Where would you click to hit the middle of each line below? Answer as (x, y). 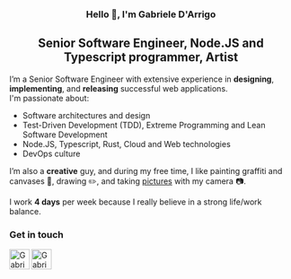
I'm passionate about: (49, 98)
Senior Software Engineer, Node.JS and (151, 44)
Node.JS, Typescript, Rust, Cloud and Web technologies (126, 144)
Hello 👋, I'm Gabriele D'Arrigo (151, 14)
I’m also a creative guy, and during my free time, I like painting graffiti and (146, 170)
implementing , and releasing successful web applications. (119, 88)
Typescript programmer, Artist (151, 57)
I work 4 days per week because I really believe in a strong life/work (136, 202)
